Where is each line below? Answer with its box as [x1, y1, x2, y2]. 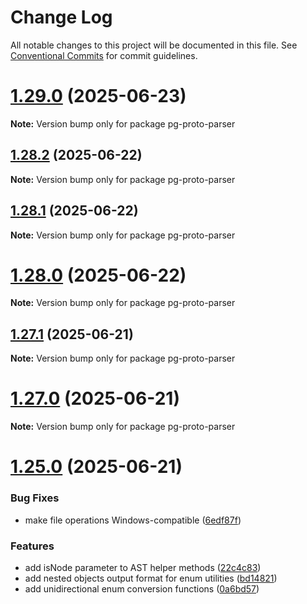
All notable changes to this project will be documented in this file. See [10, 39, 298, 51]
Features [10, 539, 55, 553]
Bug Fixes [10, 491, 60, 505]
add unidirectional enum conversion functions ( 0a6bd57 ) [24, 582, 260, 595]
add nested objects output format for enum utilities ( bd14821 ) [24, 572, 278, 584]
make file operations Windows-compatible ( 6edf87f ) [24, 514, 242, 526]
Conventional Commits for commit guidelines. [10, 49, 198, 61]
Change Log [10, 6, 113, 29]
